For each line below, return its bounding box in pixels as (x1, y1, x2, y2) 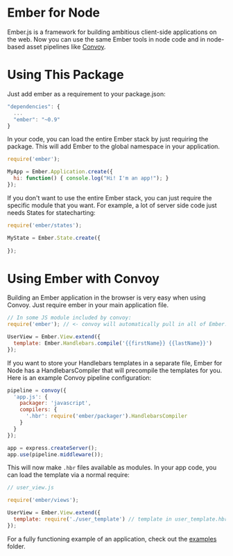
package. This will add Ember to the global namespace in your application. (7, 142, 221, 150)
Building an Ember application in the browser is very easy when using (7, 293, 206, 302)
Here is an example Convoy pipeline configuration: (7, 373, 152, 382)
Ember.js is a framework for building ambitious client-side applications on (7, 28, 217, 36)
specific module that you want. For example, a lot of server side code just (7, 201, 217, 209)
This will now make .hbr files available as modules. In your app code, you (7, 463, 217, 472)
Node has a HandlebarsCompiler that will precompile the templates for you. (7, 366, 223, 374)
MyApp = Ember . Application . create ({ (7, 168, 113, 175)
